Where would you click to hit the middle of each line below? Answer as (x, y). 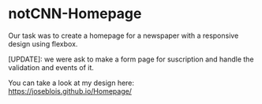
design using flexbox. (43, 43)
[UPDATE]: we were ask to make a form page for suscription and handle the (131, 59)
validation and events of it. (51, 67)
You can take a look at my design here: (71, 83)
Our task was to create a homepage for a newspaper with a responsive (124, 35)
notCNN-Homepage (75, 14)
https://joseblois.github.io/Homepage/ (70, 91)
